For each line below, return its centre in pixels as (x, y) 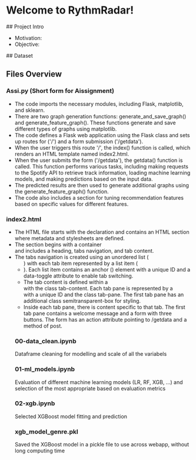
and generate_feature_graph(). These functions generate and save (95, 123)
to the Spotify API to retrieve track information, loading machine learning (102, 173)
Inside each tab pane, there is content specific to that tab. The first (104, 307)
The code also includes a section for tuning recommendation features (99, 197)
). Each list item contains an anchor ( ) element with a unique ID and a (107, 269)
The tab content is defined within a (66, 282)
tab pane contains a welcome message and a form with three (97, 313)
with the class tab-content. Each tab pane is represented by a (98, 288)
